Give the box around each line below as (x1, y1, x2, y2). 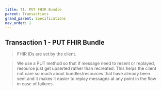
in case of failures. (16, 81, 54, 87)
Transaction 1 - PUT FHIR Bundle (5, 38, 105, 46)
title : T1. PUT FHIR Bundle (5, 7, 62, 12)
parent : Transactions (5, 12, 49, 16)
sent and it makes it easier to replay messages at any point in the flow (16, 76, 157, 82)
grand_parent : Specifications (5, 16, 66, 21)
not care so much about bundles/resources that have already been (16, 71, 150, 77)
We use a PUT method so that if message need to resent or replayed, (16, 61, 155, 66)
